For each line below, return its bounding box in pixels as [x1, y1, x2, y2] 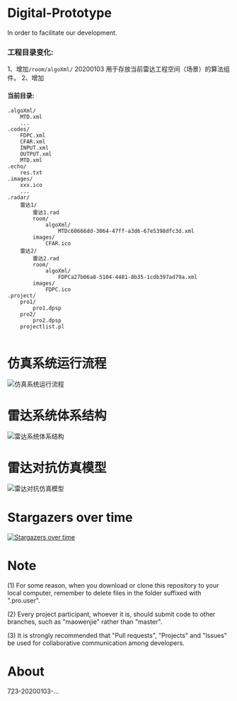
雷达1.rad [33, 209, 59, 217]
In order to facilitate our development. [7, 28, 117, 37]
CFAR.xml [20, 138, 46, 146]
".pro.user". [7, 596, 40, 605]
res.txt [20, 169, 42, 176]
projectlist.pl [20, 324, 65, 331]
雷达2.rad [33, 255, 59, 263]
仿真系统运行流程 [7, 355, 108, 371]
